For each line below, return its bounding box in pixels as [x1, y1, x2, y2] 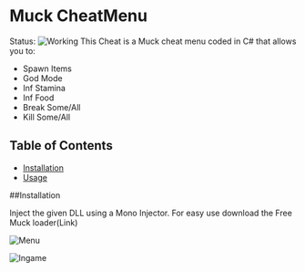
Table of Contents [9, 138, 114, 153]
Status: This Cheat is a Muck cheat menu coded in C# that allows [9, 36, 297, 47]
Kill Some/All [22, 111, 71, 122]
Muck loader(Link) [9, 216, 78, 228]
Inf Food [22, 92, 55, 103]
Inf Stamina [22, 82, 66, 93]
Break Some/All [22, 101, 81, 112]
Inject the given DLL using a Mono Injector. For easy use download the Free [9, 207, 293, 218]
